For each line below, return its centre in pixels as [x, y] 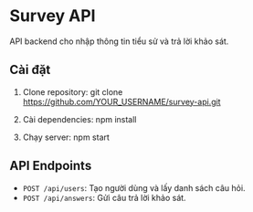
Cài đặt [30, 70]
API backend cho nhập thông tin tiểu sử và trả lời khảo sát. [119, 41]
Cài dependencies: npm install [79, 119]
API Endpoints [51, 166]
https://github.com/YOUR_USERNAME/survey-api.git [121, 101]
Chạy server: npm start [66, 137]
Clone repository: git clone [73, 91]
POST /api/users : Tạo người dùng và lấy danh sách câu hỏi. [134, 187]
